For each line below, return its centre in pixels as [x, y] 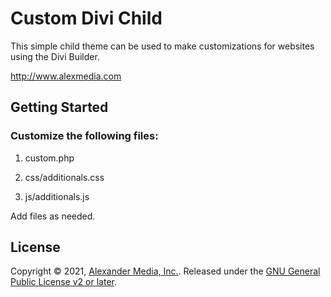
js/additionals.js [57, 196]
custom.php [49, 158]
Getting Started [59, 107]
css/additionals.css [64, 177]
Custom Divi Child [86, 18]
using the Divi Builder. [55, 56]
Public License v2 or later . [63, 282]
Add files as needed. [53, 216]
